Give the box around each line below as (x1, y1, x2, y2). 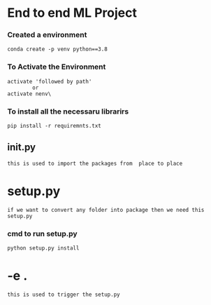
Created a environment (7, 30, 87, 40)
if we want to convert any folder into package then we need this (7, 206, 205, 213)
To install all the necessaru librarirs (7, 107, 129, 116)
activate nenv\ (7, 90, 52, 97)
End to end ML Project (7, 5, 138, 21)
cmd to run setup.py (7, 229, 78, 238)
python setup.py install (7, 245, 80, 252)
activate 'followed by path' (7, 78, 92, 85)
